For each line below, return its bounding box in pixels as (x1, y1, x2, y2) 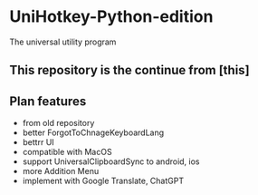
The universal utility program (9, 36, 117, 47)
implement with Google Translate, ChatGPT (22, 175, 184, 187)
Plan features (9, 93, 87, 109)
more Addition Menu (22, 166, 100, 177)
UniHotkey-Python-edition (9, 6, 214, 27)
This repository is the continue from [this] (9, 63, 251, 78)
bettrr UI (22, 137, 54, 148)
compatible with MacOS (22, 147, 112, 158)
